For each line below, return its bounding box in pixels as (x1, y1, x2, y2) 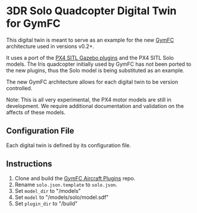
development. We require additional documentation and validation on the (6, 102, 184, 109)
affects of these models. (6, 109, 66, 116)
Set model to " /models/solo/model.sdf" (14, 193, 109, 201)
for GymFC (6, 17, 61, 30)
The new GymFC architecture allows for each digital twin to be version (6, 78, 179, 85)
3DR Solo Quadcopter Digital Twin (6, 4, 177, 18)
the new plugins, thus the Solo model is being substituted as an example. (6, 66, 185, 74)
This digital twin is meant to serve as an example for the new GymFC (6, 36, 174, 43)
